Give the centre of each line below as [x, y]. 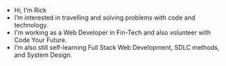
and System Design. [43, 55]
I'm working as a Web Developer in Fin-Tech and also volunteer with [112, 32]
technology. [31, 25]
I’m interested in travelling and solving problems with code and [104, 18]
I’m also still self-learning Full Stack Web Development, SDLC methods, [117, 47]
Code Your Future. [40, 40]
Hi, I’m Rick [30, 10]
